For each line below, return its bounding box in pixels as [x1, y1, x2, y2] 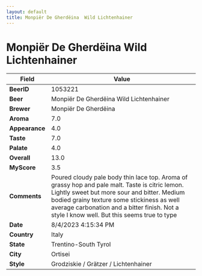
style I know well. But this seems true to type [50, 211, 177, 219]
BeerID [9, 85, 29, 93]
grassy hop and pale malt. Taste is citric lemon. [50, 181, 184, 189]
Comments [9, 192, 42, 201]
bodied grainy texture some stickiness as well [50, 196, 180, 204]
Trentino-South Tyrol [50, 240, 111, 249]
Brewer [9, 105, 31, 113]
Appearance [9, 124, 46, 133]
